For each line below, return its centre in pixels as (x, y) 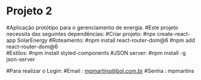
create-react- (174, 33)
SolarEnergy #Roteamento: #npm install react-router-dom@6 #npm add (106, 40)
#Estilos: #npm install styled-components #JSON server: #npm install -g (96, 53)
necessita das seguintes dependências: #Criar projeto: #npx (81, 33)
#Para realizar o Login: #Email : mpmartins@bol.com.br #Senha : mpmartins (100, 70)
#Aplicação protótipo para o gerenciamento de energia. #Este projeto (92, 27)
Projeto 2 (29, 11)
